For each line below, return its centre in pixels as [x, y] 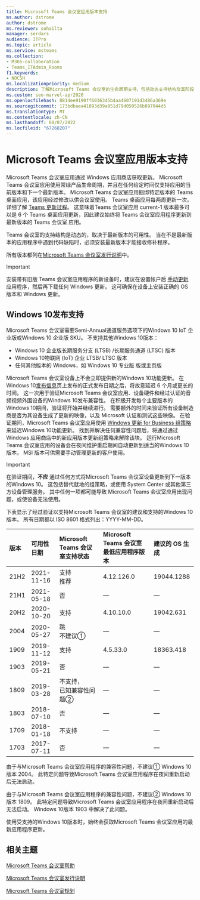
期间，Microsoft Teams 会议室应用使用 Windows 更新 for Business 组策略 [101, 423]
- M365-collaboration [33, 61]
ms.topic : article [29, 45]
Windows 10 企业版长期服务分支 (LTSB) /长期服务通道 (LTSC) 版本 [95, 350]
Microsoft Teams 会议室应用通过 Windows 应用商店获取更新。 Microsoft [94, 177]
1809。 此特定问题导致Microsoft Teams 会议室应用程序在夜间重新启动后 [106, 802]
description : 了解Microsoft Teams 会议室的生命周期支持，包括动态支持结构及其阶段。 [102, 90]
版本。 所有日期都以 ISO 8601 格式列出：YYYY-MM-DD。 [76, 519]
